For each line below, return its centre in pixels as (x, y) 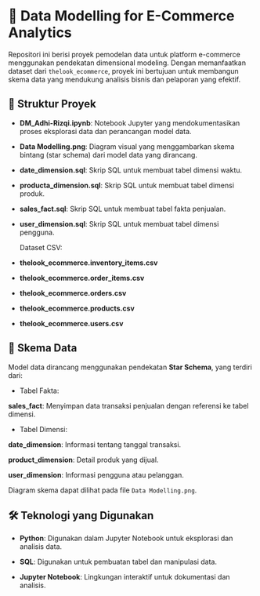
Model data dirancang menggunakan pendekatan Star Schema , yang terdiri (130, 367)
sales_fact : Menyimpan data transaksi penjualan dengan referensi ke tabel (128, 405)
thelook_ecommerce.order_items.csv (82, 278)
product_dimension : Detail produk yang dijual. (83, 460)
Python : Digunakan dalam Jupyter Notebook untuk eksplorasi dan (126, 538)
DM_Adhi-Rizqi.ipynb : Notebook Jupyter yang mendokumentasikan (130, 123)
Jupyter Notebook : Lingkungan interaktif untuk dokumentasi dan (125, 577)
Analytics (40, 33)
